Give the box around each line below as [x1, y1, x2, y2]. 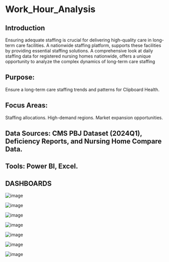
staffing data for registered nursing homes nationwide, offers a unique [5, 53, 151, 59]
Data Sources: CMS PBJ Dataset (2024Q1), [5, 129, 142, 138]
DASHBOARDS [5, 179, 52, 188]
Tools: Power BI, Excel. [5, 162, 78, 171]
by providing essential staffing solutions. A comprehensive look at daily [5, 48, 153, 54]
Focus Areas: [5, 101, 48, 110]
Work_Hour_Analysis [5, 4, 96, 15]
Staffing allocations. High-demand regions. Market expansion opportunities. [5, 115, 163, 121]
